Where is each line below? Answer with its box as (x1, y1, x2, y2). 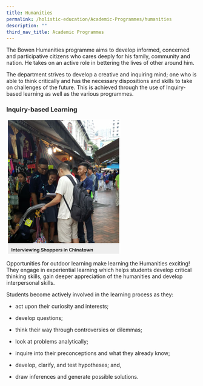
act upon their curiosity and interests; (15, 302, 109, 310)
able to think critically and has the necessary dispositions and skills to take (6, 78, 193, 85)
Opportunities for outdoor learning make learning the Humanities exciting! (6, 259, 190, 267)
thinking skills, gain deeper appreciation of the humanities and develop (6, 273, 183, 280)
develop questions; (15, 314, 63, 321)
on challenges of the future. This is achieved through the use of (6, 84, 165, 91)
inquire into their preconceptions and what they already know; (15, 349, 171, 357)
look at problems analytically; (15, 338, 89, 345)
